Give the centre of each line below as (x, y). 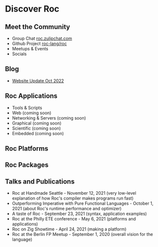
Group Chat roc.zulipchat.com (42, 38)
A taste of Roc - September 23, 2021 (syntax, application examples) (79, 214)
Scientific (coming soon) (36, 128)
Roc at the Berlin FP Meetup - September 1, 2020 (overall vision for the (82, 234)
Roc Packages (27, 165)
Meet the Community (37, 27)
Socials (19, 54)
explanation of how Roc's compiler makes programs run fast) (73, 198)
